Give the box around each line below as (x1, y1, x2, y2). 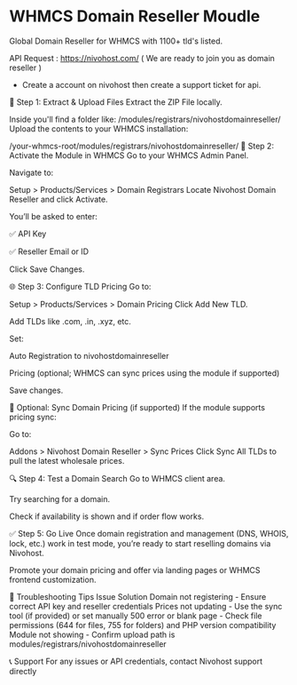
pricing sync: (9, 411, 58, 422)
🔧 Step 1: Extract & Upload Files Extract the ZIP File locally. (9, 96, 223, 108)
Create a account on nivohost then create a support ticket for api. (21, 79, 262, 90)
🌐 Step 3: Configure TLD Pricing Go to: (9, 281, 152, 291)
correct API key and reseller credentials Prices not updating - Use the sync (9, 601, 283, 611)
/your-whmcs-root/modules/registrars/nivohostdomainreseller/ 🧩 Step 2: (9, 140, 275, 151)
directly (9, 665, 37, 676)
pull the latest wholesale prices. (9, 455, 125, 466)
